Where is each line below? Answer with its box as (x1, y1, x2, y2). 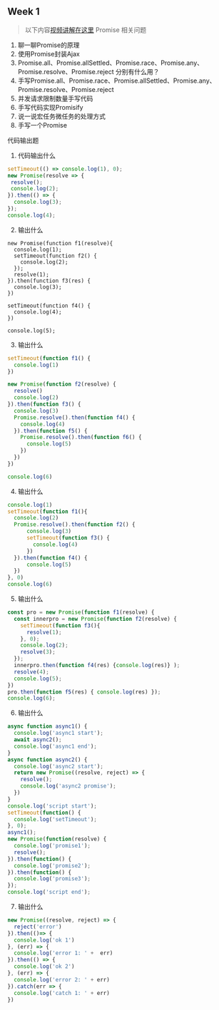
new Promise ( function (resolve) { (7, 835, 107, 843)
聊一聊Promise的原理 (17, 41, 80, 49)
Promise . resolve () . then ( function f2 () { (14, 521, 136, 528)
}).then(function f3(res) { (7, 277, 91, 284)
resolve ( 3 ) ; (20, 649, 56, 656)
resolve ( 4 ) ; (14, 668, 50, 676)
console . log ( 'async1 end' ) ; (14, 743, 98, 750)
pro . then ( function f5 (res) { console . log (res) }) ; (7, 688, 161, 696)
